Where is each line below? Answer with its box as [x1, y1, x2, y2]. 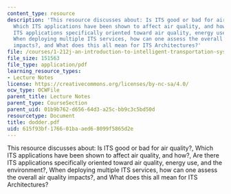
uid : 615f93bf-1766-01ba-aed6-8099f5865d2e [7, 125, 134, 132]
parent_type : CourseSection [7, 100, 88, 107]
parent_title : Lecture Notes [7, 94, 91, 100]
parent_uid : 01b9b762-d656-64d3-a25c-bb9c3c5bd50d [7, 106, 155, 113]
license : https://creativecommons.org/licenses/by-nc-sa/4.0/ [7, 80, 189, 87]
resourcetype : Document [7, 112, 76, 119]
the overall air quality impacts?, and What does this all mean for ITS [7, 173, 198, 182]
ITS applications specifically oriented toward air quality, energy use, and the [7, 159, 222, 167]
